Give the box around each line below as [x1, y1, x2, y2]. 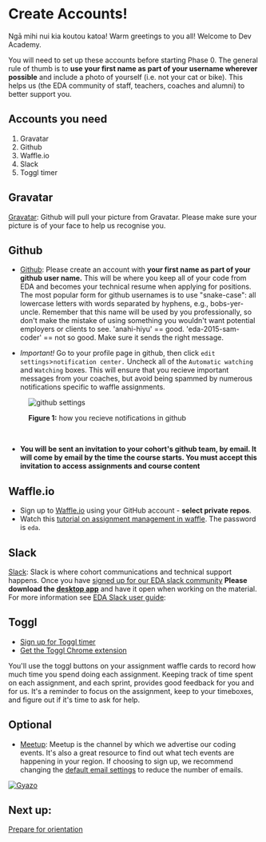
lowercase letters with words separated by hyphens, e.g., [19, 299, 209, 309]
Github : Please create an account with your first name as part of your [19, 265, 251, 274]
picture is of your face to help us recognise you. [8, 221, 166, 230]
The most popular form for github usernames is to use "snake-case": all [19, 290, 256, 300]
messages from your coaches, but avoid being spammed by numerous [19, 373, 253, 384]
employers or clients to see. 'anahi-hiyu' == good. [19, 325, 185, 334]
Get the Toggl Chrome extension [19, 645, 128, 655]
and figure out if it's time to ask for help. [8, 695, 141, 704]
